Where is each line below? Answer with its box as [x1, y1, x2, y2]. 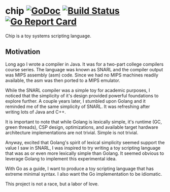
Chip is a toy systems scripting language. [5, 33, 91, 39]
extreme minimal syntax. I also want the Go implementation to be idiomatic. [5, 171, 162, 177]
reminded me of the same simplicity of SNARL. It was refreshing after [5, 103, 150, 109]
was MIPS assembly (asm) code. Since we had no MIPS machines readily [5, 72, 159, 78]
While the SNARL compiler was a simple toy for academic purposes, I [5, 87, 150, 93]
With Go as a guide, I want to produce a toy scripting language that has [5, 166, 154, 172]
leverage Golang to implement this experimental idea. [5, 155, 117, 161]
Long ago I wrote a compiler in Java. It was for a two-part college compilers [5, 61, 164, 67]
